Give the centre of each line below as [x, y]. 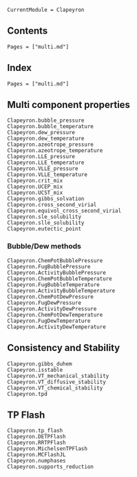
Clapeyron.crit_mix [35, 181]
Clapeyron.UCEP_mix [35, 187]
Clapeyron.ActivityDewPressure [52, 309]
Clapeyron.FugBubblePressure [49, 266]
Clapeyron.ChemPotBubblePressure [55, 261]
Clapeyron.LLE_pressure [41, 157]
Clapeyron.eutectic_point [44, 229]
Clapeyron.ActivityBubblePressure [57, 273]
